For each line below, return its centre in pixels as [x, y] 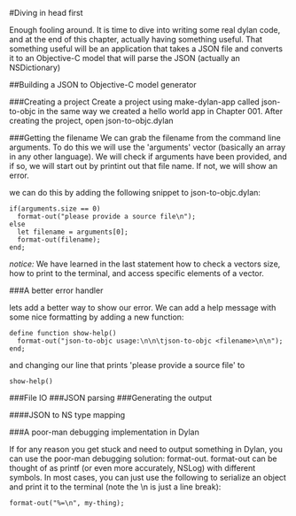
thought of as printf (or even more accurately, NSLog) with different [132, 468]
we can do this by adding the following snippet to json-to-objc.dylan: [135, 193]
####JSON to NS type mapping [67, 415]
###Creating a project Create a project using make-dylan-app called [134, 102]
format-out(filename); [59, 240]
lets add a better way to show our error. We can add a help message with [143, 308]
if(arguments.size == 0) [55, 209]
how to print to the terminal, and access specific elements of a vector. [136, 273]
